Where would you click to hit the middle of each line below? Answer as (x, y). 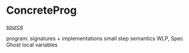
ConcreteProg (42, 10)
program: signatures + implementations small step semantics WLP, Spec (95, 38)
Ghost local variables (32, 45)
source (15, 27)
